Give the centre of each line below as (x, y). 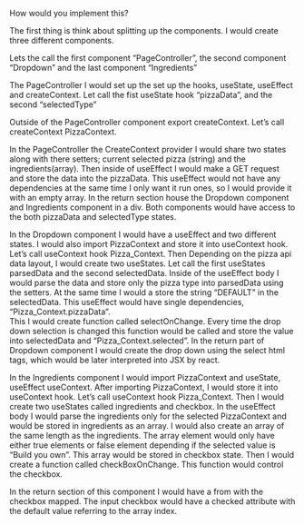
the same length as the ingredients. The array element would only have (142, 436)
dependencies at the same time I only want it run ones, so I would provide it (151, 188)
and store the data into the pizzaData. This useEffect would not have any (145, 178)
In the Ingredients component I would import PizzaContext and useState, (145, 377)
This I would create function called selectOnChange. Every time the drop (145, 321)
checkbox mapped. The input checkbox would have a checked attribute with (152, 501)
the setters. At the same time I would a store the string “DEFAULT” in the (144, 292)
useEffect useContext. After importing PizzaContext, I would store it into (144, 387)
